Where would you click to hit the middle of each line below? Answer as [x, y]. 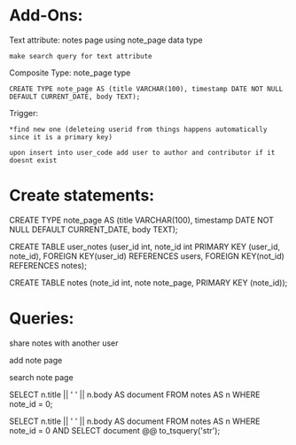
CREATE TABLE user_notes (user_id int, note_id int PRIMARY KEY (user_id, [145, 246]
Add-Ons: [46, 16]
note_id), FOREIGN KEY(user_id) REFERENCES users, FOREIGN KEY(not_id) [147, 256]
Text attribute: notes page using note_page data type [106, 40]
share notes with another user [64, 343]
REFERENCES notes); [48, 265]
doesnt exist [33, 160]
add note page [36, 360]
